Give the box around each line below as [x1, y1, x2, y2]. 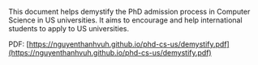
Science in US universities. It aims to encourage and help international [8, 15, 243, 25]
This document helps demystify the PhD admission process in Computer [8, 7, 251, 16]
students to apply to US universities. [8, 24, 130, 33]
